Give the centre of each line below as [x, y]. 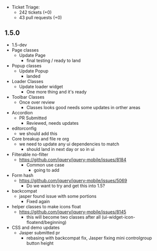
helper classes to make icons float [46, 206]
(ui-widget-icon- [118, 217]
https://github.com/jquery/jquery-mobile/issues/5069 [73, 180]
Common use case [45, 165]
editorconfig [24, 128]
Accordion [22, 112]
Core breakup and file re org [40, 139]
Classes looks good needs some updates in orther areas [83, 107]
